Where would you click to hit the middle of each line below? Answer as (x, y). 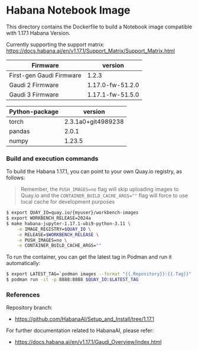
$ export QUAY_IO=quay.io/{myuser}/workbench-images (72, 213)
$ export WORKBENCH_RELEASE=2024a (49, 218)
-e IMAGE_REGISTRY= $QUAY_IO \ (54, 229)
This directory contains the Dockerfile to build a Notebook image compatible (99, 27)
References (23, 295)
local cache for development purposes (68, 202)
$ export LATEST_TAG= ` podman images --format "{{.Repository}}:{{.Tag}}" (99, 274)
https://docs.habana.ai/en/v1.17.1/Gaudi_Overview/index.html (88, 342)
